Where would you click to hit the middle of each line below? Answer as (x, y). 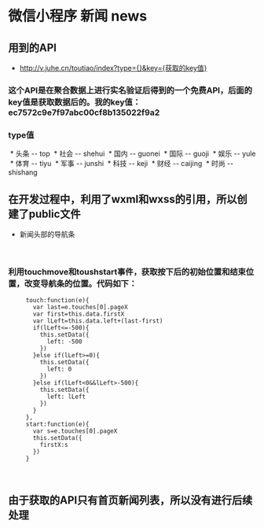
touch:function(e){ (57, 301)
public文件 (55, 214)
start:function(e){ (57, 425)
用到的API (33, 48)
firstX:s (54, 445)
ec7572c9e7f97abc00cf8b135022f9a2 (84, 113)
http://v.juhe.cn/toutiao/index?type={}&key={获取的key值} (113, 68)
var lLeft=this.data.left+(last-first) (98, 321)
